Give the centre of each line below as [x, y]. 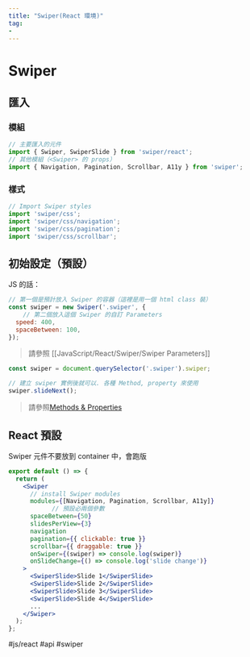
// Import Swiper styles [50, 206]
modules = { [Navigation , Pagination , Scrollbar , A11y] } [122, 501]
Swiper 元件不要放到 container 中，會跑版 [77, 455]
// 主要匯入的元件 [35, 145]
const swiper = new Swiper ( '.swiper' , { [77, 307]
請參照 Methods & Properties [75, 407]
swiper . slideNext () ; [43, 391]
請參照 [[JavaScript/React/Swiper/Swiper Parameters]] [119, 353]
